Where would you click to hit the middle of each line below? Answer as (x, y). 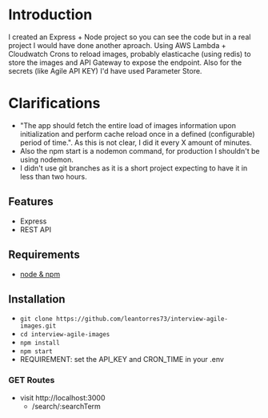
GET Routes (32, 380)
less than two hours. (53, 176)
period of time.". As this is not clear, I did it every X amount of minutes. (136, 143)
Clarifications (54, 104)
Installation (37, 299)
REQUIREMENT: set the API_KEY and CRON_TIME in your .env (122, 360)
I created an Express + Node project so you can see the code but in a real (130, 37)
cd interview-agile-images (65, 335)
